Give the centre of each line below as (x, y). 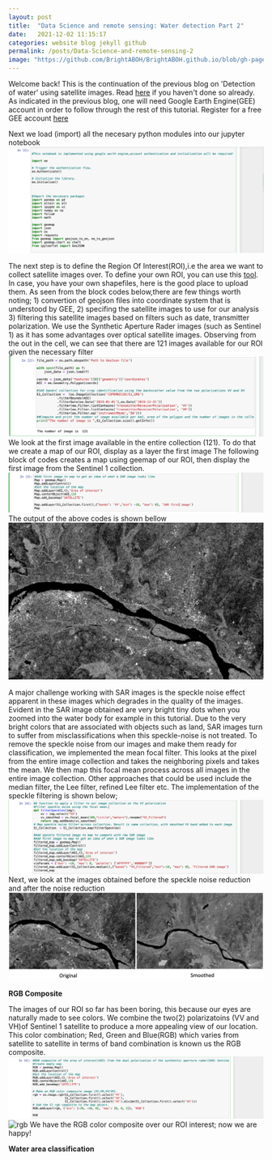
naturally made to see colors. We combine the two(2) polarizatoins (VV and (134, 1018)
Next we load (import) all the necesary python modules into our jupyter (127, 134)
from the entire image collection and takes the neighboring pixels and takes (134, 762)
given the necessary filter (51, 351)
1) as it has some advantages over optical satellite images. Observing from (132, 334)
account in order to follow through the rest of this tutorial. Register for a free (135, 110)
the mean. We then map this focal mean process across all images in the (130, 770)
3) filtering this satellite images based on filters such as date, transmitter (129, 317)
